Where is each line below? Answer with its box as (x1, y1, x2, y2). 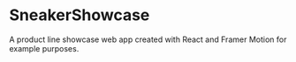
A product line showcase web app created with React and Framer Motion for (9, 34, 287, 45)
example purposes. (9, 43, 80, 53)
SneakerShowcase (9, 5, 150, 25)
